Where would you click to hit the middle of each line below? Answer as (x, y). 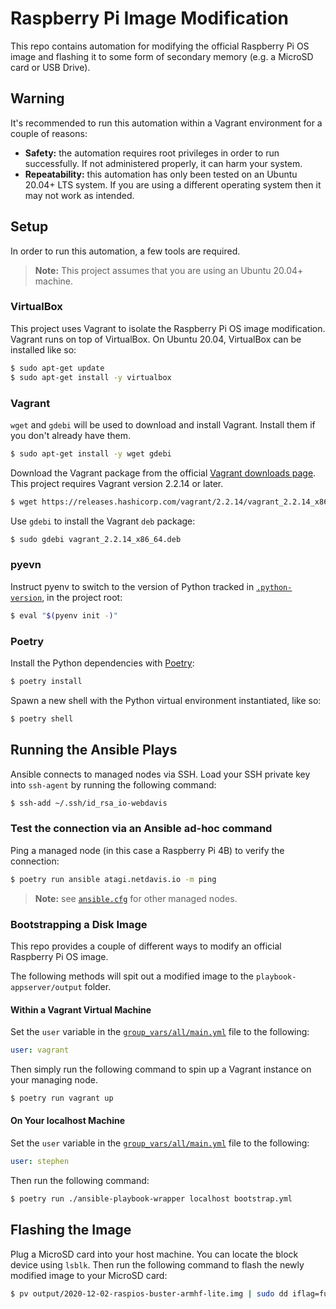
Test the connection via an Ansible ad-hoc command (141, 829)
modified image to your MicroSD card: (89, 1275)
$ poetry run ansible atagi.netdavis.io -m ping (113, 879)
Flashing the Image (71, 1230)
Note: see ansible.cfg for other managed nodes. (136, 898)
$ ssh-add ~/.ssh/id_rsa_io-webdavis (89, 803)
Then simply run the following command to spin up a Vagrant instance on (161, 1069)
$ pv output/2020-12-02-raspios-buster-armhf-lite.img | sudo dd (149, 1293)
